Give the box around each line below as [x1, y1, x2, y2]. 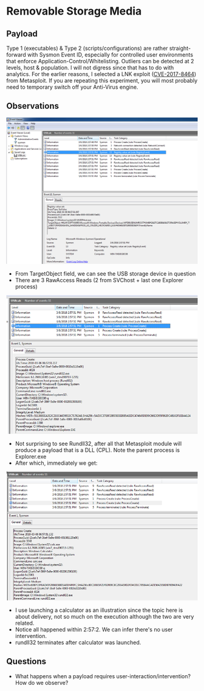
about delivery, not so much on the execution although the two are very [15, 613, 194, 620]
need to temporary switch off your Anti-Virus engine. [6, 83, 138, 91]
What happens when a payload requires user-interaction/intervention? [15, 672, 191, 679]
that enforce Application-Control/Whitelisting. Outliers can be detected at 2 [6, 58, 194, 64]
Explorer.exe [15, 453, 47, 460]
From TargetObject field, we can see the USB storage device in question [15, 270, 196, 277]
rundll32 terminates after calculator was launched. [15, 639, 141, 646]
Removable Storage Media [6, 4, 142, 18]
